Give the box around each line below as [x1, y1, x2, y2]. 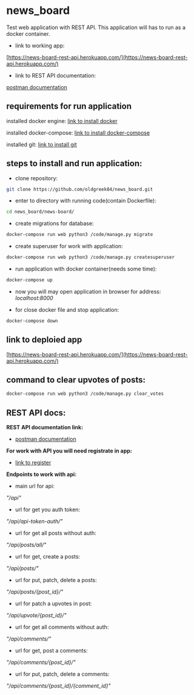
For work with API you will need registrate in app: [6, 447, 132, 455]
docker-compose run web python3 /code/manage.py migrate [6, 232, 153, 238]
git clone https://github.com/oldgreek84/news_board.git [6, 186, 153, 192]
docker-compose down [6, 318, 59, 324]
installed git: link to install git [6, 141, 77, 148]
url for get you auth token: [15, 506, 81, 513]
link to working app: [15, 42, 65, 49]
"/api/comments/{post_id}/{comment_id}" [6, 682, 111, 690]
